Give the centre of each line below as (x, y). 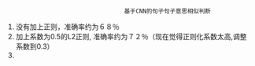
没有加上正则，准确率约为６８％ (67, 27)
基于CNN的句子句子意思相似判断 (167, 11)
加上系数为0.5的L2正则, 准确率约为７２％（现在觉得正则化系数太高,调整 (131, 37)
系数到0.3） (35, 46)
